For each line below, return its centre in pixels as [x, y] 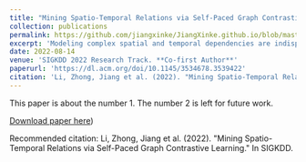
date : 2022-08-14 [42, 52]
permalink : [30, 35]
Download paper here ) [51, 120]
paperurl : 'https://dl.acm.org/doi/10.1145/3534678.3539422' [128, 69]
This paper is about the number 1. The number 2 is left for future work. [142, 103]
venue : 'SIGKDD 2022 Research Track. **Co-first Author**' [124, 60]
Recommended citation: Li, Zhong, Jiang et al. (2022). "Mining [126, 138]
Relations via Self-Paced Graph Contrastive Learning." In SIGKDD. [170, 147]
